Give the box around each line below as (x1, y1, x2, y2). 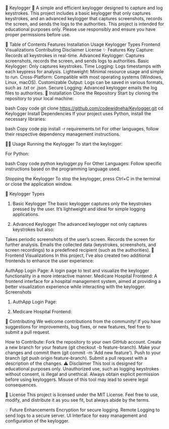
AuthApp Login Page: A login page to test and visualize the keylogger (5, 268, 150, 273)
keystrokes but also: (12, 226, 54, 232)
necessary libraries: (5, 116, 46, 122)
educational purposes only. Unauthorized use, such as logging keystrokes (5, 366, 159, 371)
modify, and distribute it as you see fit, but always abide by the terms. (5, 397, 150, 403)
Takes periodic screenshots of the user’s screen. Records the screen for (5, 236, 155, 242)
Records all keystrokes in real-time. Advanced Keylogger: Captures (5, 53, 145, 58)
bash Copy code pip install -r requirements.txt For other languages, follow (5, 126, 159, 131)
